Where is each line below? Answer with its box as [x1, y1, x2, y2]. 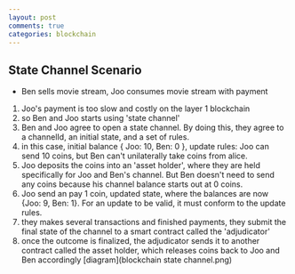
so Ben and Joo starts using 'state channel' [20, 113, 180, 124]
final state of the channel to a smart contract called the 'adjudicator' [20, 226, 270, 237]
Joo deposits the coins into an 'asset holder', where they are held [20, 160, 261, 171]
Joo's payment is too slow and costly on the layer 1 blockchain [20, 103, 251, 114]
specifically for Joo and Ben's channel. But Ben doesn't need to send [20, 170, 275, 181]
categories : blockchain [8, 29, 97, 38]
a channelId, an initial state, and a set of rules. [20, 132, 190, 142]
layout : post [8, 12, 57, 22]
